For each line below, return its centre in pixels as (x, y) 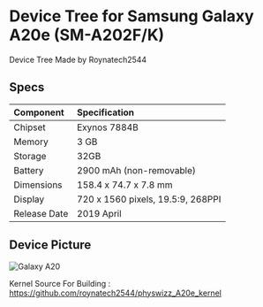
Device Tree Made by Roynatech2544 (78, 59)
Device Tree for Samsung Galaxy (131, 16)
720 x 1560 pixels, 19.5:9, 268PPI (149, 199)
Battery (29, 170)
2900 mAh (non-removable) (136, 170)
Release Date (41, 213)
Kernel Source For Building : (60, 283)
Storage (30, 156)
